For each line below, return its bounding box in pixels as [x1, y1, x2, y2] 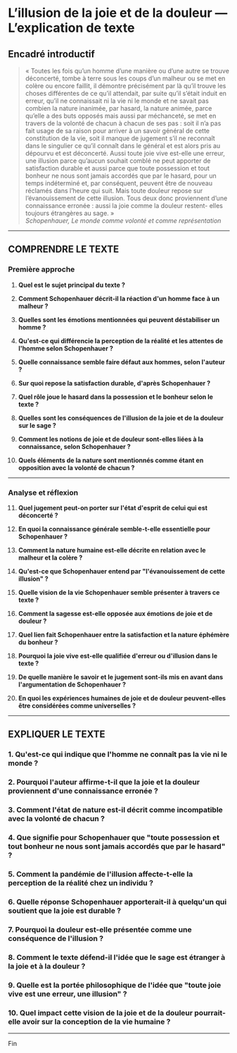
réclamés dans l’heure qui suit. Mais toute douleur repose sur [25, 187, 203, 195]
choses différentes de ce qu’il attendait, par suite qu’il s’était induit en [25, 90, 227, 97]
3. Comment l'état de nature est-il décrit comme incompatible [8, 805, 224, 815]
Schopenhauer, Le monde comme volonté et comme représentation [25, 216, 222, 225]
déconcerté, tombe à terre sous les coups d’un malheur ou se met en [25, 74, 226, 82]
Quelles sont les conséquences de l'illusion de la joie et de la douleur [18, 414, 224, 422]
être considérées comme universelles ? [18, 701, 136, 710]
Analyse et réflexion [8, 488, 79, 498]
